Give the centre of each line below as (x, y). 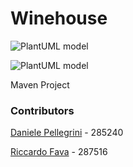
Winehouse (59, 18)
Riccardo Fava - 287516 (59, 152)
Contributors (42, 110)
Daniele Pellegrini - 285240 (67, 133)
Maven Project (40, 84)
